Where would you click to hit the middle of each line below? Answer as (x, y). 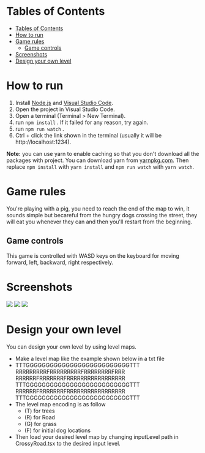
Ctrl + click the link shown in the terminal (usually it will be (88, 135)
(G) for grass (40, 424)
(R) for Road (39, 417)
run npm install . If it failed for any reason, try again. (82, 122)
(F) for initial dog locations (57, 430)
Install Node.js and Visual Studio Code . (64, 103)
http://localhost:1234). (43, 142)
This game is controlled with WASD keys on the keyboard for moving (93, 255)
